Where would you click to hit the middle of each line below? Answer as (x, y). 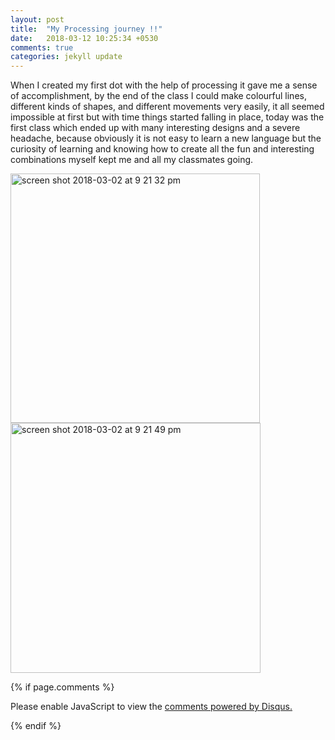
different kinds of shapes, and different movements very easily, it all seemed (167, 107)
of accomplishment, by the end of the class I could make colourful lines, (158, 96)
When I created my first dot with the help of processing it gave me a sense (164, 85)
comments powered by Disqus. (228, 707)
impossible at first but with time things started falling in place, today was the (167, 117)
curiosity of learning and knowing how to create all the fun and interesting (162, 149)
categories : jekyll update (66, 57)
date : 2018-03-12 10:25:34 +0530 (84, 38)
